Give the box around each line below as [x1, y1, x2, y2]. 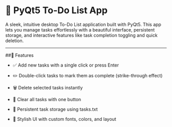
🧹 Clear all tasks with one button [12, 96, 81, 102]
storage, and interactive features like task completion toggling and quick [5, 32, 158, 38]
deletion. [5, 38, 24, 44]
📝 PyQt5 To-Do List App [5, 5, 108, 16]
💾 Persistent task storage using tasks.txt [12, 106, 98, 112]
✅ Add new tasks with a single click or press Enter [12, 62, 119, 68]
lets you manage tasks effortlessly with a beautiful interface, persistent [5, 26, 155, 33]
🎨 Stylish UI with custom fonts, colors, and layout [12, 116, 117, 122]
